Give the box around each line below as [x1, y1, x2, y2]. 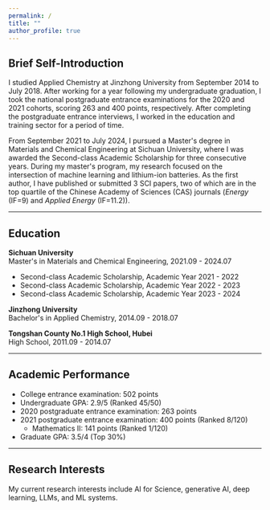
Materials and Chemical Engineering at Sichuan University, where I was [8, 145, 244, 154]
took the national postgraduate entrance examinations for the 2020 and [8, 95, 245, 104]
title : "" [8, 19, 42, 27]
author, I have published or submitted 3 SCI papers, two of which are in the [8, 178, 257, 189]
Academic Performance [8, 368, 130, 381]
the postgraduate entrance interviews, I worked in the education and [8, 112, 235, 121]
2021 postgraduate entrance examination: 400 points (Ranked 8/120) [19, 414, 248, 424]
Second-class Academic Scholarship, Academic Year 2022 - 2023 [19, 280, 241, 290]
